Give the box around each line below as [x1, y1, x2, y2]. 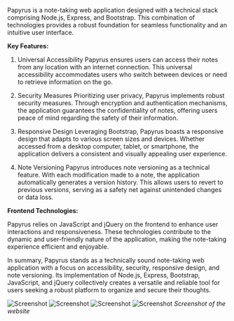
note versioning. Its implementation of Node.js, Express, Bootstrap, [7, 271, 200, 279]
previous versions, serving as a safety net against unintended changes [17, 186, 222, 193]
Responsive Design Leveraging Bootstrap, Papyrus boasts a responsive [17, 128, 224, 135]
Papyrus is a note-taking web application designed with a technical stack [7, 6, 219, 14]
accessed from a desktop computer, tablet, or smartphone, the [17, 142, 199, 150]
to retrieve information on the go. [17, 78, 113, 86]
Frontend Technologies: [7, 207, 78, 214]
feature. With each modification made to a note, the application [17, 171, 200, 179]
